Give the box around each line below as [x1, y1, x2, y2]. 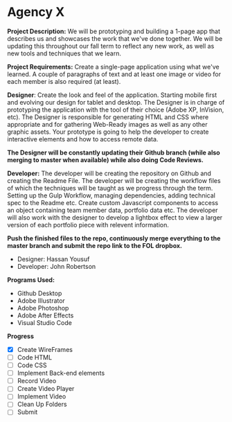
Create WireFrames [17, 345, 73, 353]
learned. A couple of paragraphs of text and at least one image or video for [7, 70, 222, 78]
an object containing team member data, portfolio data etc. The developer [7, 206, 218, 214]
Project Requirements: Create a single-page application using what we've [7, 62, 220, 71]
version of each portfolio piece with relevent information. [7, 220, 170, 229]
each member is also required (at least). [7, 77, 121, 85]
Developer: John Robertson [17, 262, 96, 270]
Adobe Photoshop [17, 304, 69, 312]
